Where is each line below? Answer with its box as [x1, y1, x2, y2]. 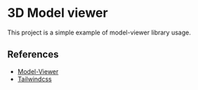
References [7, 49, 59, 60]
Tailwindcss [17, 75, 52, 83]
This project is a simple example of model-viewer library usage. [7, 28, 191, 37]
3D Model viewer [7, 5, 108, 21]
